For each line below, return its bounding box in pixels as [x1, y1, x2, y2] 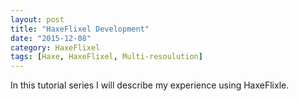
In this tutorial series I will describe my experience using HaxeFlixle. [10, 79, 290, 91]
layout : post [10, 14, 65, 25]
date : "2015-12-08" [10, 33, 92, 43]
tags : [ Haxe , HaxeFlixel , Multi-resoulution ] [10, 52, 203, 62]
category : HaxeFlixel [10, 42, 101, 53]
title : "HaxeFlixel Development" [10, 24, 150, 34]
